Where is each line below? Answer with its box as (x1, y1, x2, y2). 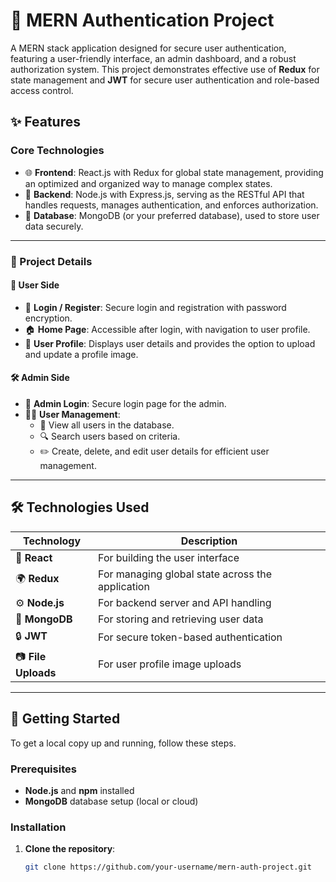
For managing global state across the (98, 567, 272, 581)
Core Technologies (10, 144, 105, 158)
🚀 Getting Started (10, 710, 121, 728)
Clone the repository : (24, 843, 116, 855)
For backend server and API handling (98, 595, 272, 609)
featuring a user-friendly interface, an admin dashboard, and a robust (10, 52, 297, 64)
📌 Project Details (10, 254, 93, 268)
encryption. (24, 312, 73, 324)
